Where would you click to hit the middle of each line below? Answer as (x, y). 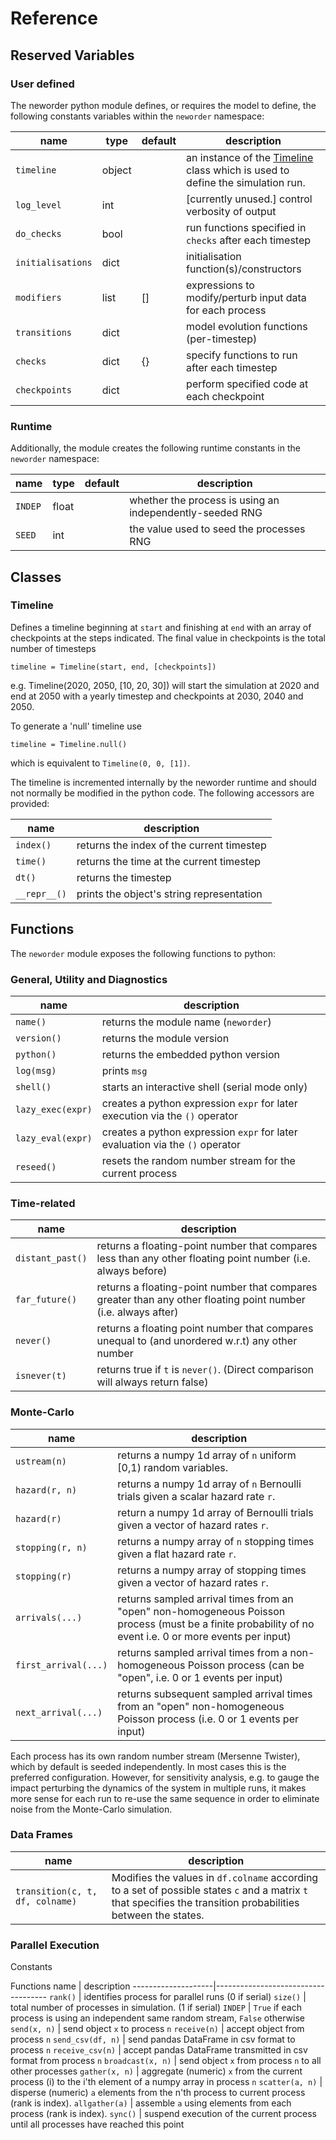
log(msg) (36, 1070)
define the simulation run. (246, 182)
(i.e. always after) (137, 1312)
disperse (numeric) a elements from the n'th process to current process (158, 2093)
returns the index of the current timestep (171, 845)
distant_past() (51, 1258)
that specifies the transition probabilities (205, 1902)
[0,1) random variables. (173, 1467)
